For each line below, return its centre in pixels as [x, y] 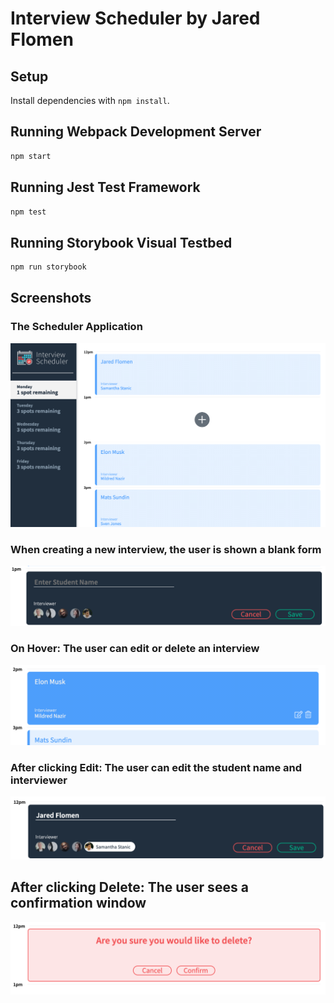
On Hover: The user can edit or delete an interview [135, 649]
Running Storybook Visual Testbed [121, 242]
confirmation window [78, 903]
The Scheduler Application [76, 327]
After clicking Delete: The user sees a [129, 887]
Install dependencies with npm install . [90, 100]
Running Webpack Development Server [136, 132]
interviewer [39, 780]
